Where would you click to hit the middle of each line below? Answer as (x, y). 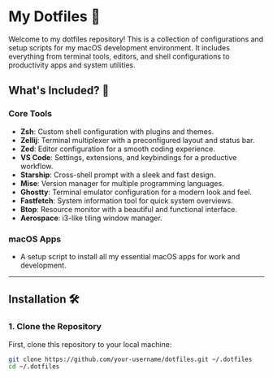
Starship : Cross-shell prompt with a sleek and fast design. (118, 175)
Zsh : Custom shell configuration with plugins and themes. (117, 131)
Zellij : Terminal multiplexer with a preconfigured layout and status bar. (137, 140)
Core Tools (30, 114)
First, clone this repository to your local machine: (90, 344)
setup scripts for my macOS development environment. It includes (119, 47)
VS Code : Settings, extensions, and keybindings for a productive (128, 157)
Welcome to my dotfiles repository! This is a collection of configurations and (136, 39)
